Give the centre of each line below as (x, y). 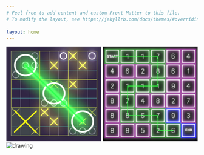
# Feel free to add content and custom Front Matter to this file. (93, 13)
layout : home (23, 32)
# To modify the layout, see (43, 19)
